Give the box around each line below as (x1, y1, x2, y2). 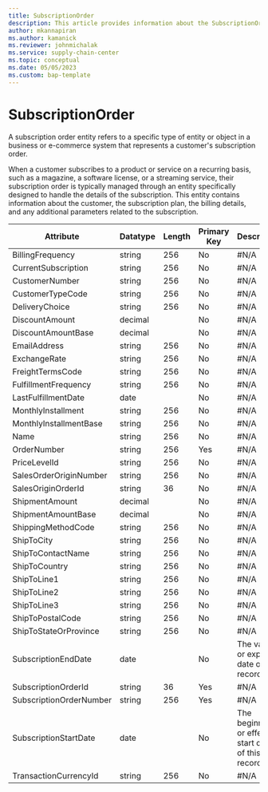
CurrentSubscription (12, 262, 89, 273)
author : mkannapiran (8, 26, 77, 34)
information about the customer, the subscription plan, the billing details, (8, 198, 246, 208)
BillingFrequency (12, 249, 76, 260)
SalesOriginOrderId (12, 482, 85, 493)
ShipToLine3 (12, 600, 59, 611)
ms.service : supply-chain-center (8, 49, 120, 57)
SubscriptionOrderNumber (12, 694, 112, 705)
